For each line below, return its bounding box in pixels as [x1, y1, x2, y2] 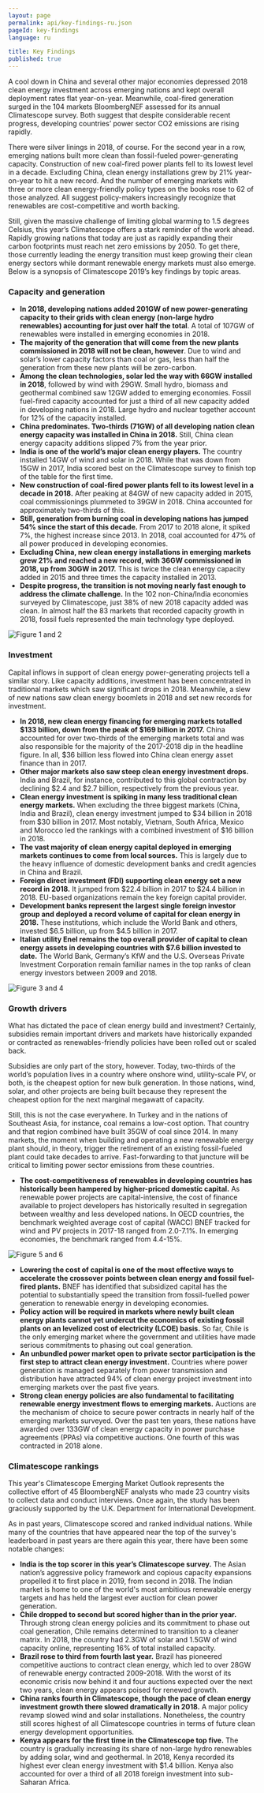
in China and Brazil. [19, 867, 83, 877]
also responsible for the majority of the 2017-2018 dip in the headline [19, 741, 244, 751]
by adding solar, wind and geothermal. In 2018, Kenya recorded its [19, 1753, 235, 1762]
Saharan [19, 1777, 47, 1787]
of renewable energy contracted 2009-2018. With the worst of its [19, 1668, 232, 1678]
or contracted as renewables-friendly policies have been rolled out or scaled [8, 1037, 257, 1046]
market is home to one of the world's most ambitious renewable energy [19, 1585, 252, 1594]
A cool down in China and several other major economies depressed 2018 [8, 77, 248, 86]
